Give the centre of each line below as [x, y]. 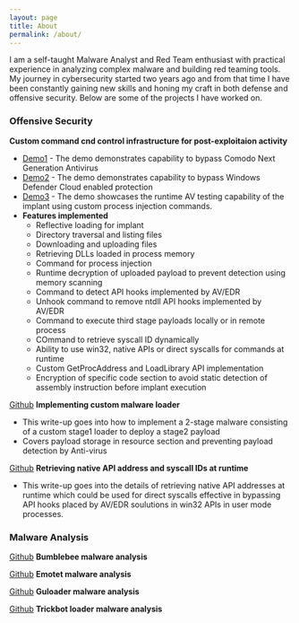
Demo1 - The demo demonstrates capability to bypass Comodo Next [149, 158]
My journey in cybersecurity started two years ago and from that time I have [149, 79]
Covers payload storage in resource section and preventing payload [147, 441]
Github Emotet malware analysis [70, 574]
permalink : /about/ [46, 34]
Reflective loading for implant [90, 224]
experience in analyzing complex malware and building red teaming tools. [145, 69]
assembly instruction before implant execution [121, 387]
